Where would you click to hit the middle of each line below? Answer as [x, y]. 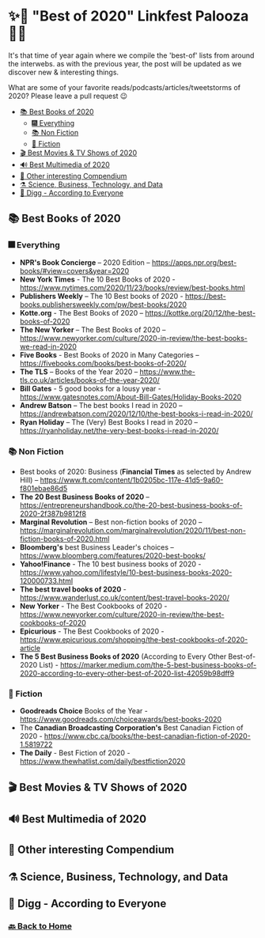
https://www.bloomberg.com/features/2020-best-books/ [112, 555]
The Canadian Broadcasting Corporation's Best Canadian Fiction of [131, 728]
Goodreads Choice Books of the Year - [83, 711]
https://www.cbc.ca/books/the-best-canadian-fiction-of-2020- [147, 736]
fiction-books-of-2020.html [64, 539]
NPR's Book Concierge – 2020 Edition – [85, 262]
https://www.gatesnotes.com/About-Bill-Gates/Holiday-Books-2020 [131, 397]
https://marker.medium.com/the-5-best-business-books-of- [159, 664]
